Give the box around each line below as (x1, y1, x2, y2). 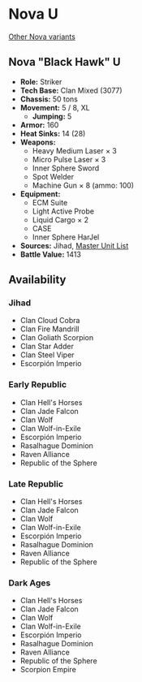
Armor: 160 (19, 119, 59, 130)
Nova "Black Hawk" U (8, 55, 121, 69)
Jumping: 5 (32, 111, 72, 121)
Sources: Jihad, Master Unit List (19, 240, 129, 250)
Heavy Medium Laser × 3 (32, 145, 118, 155)
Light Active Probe (32, 206, 95, 216)
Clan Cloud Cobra (19, 316, 80, 326)
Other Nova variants (8, 32, 75, 41)
